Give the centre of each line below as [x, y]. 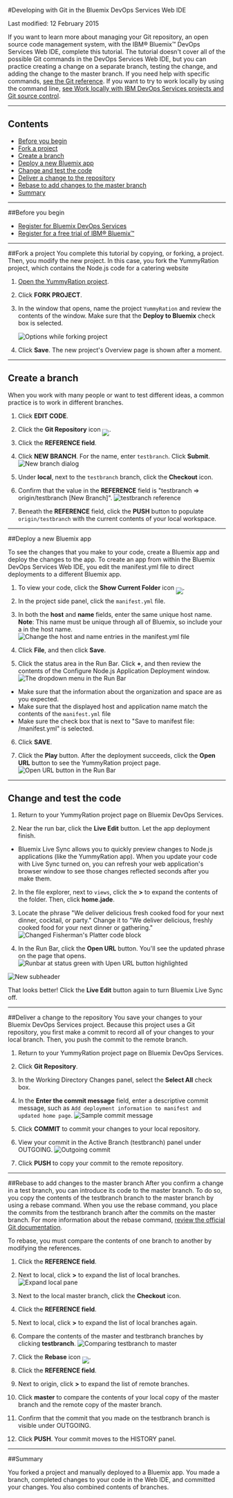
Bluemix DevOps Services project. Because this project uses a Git [102, 1025]
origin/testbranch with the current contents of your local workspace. [117, 518]
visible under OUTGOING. [55, 1426]
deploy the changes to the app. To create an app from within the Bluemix [112, 559]
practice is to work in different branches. [66, 402]
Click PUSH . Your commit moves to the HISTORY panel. [97, 1439]
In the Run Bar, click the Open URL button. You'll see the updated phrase [121, 948]
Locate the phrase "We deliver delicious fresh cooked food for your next [121, 913]
